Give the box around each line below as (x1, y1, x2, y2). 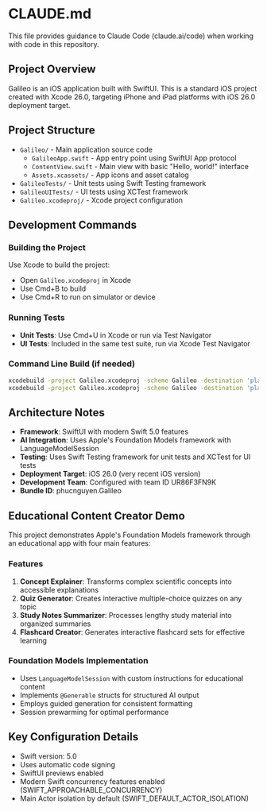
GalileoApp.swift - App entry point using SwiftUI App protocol (31, 153, 237, 163)
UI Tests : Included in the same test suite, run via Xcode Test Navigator (19, 338, 250, 348)
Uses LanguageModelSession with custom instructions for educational (19, 673, 244, 683)
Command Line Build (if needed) (8, 358, 135, 369)
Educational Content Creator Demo (8, 509, 185, 523)
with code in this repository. (8, 39, 99, 48)
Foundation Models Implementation (8, 655, 149, 666)
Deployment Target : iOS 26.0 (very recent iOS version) (19, 469, 201, 479)
